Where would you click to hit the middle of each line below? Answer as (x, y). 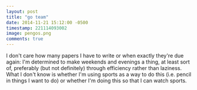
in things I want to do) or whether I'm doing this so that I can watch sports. (96, 81)
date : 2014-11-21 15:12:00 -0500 (47, 22)
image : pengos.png (29, 34)
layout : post (22, 11)
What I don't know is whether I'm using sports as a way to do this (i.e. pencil (99, 74)
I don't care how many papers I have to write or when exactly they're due (95, 56)
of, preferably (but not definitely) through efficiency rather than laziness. (94, 68)
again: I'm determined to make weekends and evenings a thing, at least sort (98, 62)
